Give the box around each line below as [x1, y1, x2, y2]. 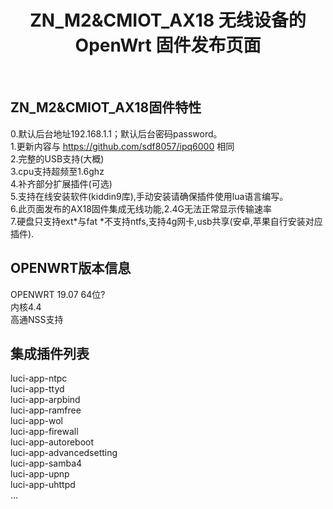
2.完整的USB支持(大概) [10, 152, 105, 165]
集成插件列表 [10, 345, 90, 362]
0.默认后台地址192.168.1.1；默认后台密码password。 [10, 127, 223, 140]
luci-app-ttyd [10, 383, 65, 395]
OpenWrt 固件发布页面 [74, 34, 262, 57]
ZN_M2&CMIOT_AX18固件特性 [10, 99, 202, 116]
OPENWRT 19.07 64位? [10, 288, 106, 300]
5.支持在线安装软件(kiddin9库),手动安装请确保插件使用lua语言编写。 [10, 190, 289, 202]
